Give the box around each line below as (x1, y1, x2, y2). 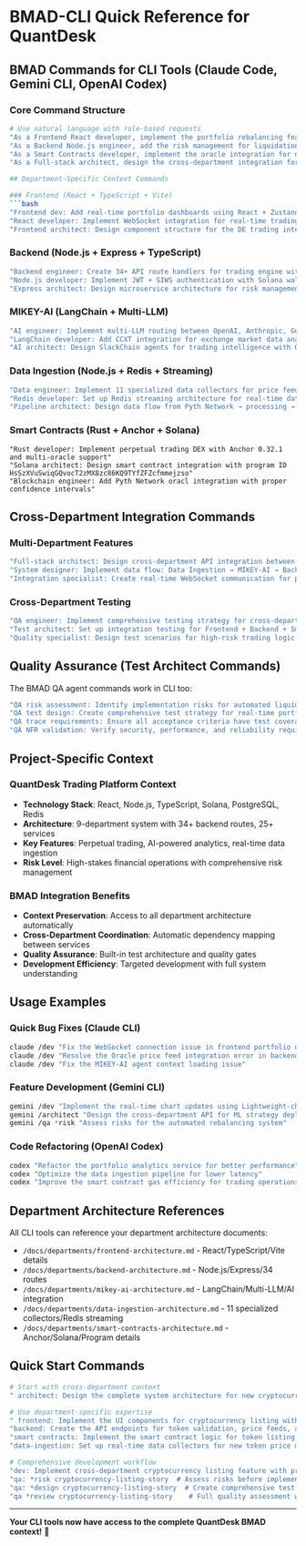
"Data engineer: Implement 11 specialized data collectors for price (9, 385, 280, 394)
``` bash (9, 200, 39, 209)
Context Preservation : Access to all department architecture (22, 910, 252, 921)
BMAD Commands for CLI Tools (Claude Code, (9, 62, 278, 77)
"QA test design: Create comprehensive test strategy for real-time (9, 709, 275, 718)
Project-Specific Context (9, 751, 154, 766)
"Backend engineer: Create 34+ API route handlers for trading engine (9, 267, 283, 276)
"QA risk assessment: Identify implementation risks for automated (9, 700, 271, 710)
